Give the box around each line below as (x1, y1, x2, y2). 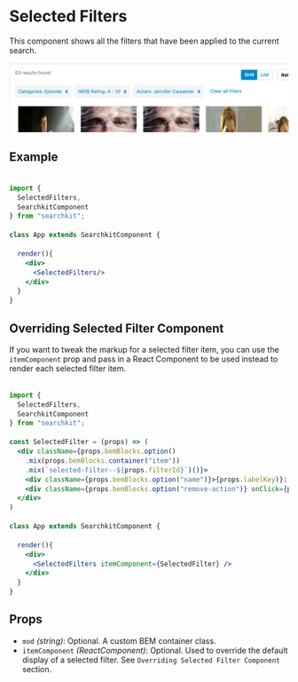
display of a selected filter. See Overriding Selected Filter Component (21, 654, 281, 665)
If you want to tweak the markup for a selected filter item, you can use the (9, 344, 279, 354)
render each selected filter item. (9, 362, 127, 374)
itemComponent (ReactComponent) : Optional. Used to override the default (21, 645, 288, 655)
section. (21, 663, 52, 674)
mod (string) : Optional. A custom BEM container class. (21, 635, 216, 646)
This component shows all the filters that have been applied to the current (9, 36, 279, 46)
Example (9, 149, 59, 165)
